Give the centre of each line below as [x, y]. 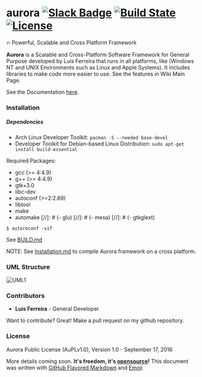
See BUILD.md [24, 239]
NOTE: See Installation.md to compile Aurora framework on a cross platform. [101, 251]
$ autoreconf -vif [29, 228]
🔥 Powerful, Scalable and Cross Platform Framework [71, 42]
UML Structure [28, 267]
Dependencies [25, 122]
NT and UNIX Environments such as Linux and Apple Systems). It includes [98, 67]
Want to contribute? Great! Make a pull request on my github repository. [95, 321]
